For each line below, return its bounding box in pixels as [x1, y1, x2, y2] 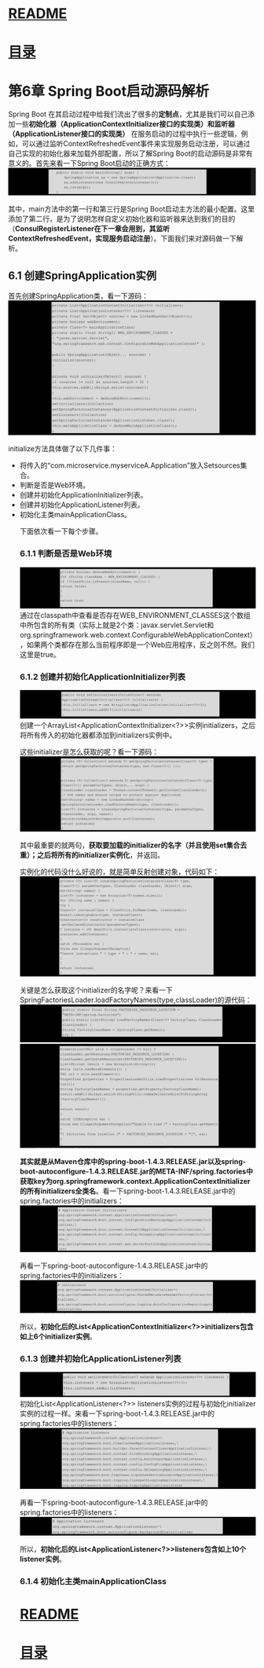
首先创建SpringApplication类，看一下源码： [8, 292, 149, 301]
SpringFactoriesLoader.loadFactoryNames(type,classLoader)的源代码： [19, 995, 253, 1005]
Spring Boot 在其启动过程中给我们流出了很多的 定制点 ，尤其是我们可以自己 [8, 109, 248, 119]
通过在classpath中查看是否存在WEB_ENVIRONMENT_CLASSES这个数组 [19, 611, 251, 620]
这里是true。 [19, 650, 61, 659]
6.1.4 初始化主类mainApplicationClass [19, 1576, 167, 1587]
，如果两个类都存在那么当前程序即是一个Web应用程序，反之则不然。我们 [19, 640, 255, 649]
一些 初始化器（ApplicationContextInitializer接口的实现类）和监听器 [14, 119, 236, 129]
